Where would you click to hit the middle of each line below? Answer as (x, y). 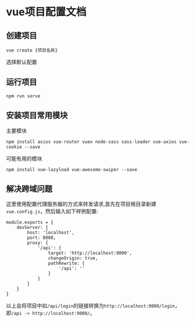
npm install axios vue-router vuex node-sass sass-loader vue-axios (91, 142)
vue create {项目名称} (32, 50)
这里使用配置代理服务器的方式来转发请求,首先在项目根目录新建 (81, 204)
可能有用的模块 (24, 158)
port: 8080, (42, 238)
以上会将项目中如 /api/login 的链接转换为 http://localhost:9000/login (90, 306)
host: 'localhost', (51, 233)
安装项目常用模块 (37, 116)
